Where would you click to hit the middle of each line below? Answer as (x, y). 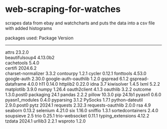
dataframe (16, 84)
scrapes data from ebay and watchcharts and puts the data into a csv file (80, 23)
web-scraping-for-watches (63, 9)
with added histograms (29, 28)
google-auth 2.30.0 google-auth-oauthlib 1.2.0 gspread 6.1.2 (67, 79)
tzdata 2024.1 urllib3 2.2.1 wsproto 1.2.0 (45, 121)
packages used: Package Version (39, 38)
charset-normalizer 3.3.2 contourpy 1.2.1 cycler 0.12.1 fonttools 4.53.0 (76, 73)
